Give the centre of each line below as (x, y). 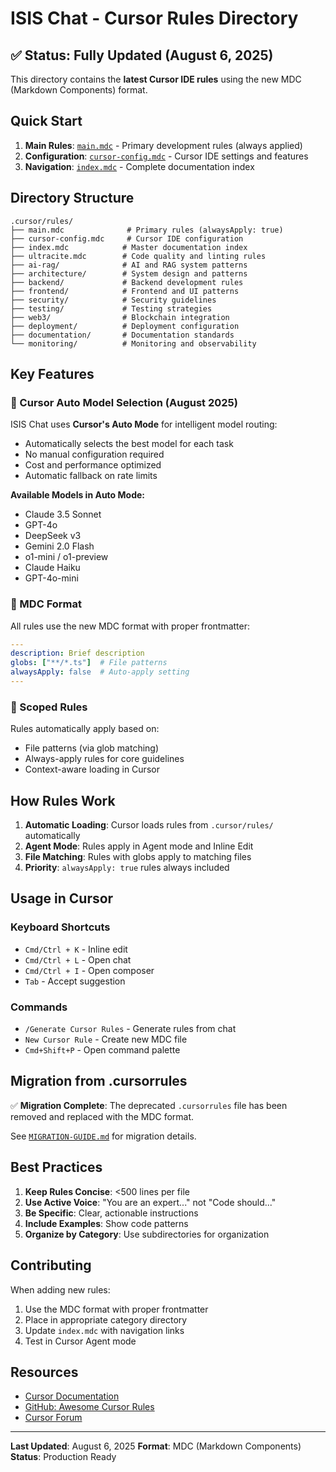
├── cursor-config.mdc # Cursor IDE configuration (127, 238)
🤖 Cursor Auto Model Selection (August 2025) (124, 402)
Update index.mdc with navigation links (104, 1330)
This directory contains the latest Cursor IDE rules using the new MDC (156, 79)
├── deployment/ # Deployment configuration (125, 326)
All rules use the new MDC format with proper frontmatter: (130, 626)
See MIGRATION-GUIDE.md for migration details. (103, 1136)
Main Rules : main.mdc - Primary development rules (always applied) (163, 145)
